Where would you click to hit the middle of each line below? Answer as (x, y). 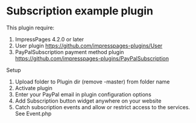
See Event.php (33, 113)
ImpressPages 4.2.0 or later (49, 39)
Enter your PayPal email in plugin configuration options (83, 94)
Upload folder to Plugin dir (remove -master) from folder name (92, 82)
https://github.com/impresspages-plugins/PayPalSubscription (92, 58)
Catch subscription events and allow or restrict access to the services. (103, 107)
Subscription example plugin (80, 11)
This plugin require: (30, 28)
